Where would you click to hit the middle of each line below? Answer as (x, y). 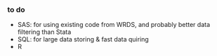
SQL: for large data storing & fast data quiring (83, 39)
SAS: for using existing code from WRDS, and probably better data (114, 25)
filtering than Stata (44, 32)
